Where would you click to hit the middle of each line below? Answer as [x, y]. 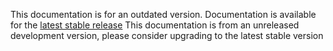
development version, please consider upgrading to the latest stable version [167, 35]
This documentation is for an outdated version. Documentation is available [163, 14]
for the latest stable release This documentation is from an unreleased [155, 25]
